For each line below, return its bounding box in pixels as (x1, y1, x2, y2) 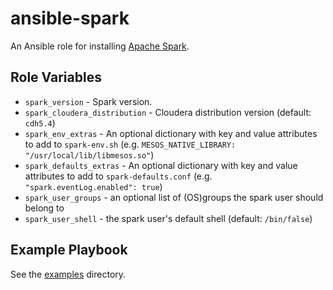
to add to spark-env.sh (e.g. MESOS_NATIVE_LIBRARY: (24, 138, 237, 150)
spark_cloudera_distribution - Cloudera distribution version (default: (24, 106, 312, 118)
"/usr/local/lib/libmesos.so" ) (24, 148, 155, 161)
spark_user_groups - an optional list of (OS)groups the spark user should (24, 191, 324, 203)
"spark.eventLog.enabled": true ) (24, 180, 163, 192)
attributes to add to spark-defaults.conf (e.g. (24, 170, 213, 182)
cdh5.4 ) (24, 117, 56, 129)
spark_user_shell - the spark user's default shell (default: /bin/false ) (24, 212, 313, 224)
